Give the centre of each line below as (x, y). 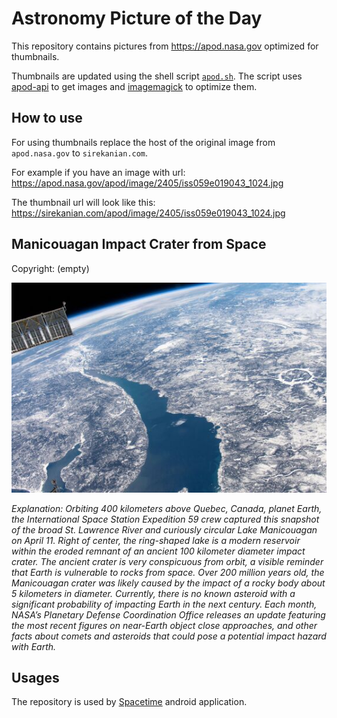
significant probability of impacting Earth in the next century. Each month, (164, 604)
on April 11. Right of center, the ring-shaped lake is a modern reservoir (156, 540)
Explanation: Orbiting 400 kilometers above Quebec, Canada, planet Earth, (167, 508)
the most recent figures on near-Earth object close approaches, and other (164, 625)
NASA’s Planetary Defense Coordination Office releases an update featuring (168, 614)
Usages (35, 677)
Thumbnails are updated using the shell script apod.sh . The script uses (157, 76)
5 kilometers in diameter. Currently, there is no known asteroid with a (153, 593)
